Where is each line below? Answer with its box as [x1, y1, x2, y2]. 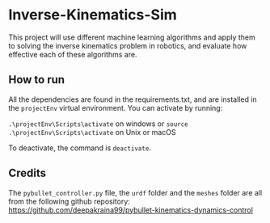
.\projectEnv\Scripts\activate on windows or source [8, 119, 188, 128]
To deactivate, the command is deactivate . [8, 143, 152, 153]
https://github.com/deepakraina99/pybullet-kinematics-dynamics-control [8, 204, 253, 215]
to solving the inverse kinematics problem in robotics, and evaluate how [8, 40, 247, 50]
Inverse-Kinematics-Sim [8, 6, 178, 24]
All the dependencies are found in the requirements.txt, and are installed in [8, 95, 257, 104]
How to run [8, 73, 65, 86]
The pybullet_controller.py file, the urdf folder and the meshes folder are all [8, 187, 263, 197]
